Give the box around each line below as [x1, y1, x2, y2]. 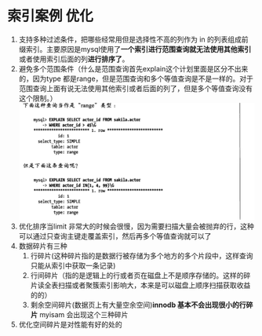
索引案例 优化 [7, 7, 93, 25]
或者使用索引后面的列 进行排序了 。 [18, 54, 129, 64]
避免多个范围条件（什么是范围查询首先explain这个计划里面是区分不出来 [18, 64, 249, 73]
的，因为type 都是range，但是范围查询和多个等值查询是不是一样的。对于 [18, 74, 254, 83]
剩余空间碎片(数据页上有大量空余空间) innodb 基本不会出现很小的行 [30, 300, 246, 309]
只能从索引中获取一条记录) [30, 261, 116, 270]
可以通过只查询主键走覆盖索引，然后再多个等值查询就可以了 [18, 231, 212, 240]
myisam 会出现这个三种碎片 [39, 309, 129, 319]
